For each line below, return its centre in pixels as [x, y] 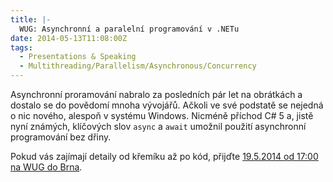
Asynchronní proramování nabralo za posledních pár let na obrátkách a [156, 94]
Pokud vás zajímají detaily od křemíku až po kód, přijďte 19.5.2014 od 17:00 [164, 156]
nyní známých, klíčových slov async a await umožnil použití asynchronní [158, 126]
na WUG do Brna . [46, 167]
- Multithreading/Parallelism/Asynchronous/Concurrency [138, 66]
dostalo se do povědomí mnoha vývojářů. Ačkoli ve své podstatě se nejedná [167, 105]
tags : [21, 47]
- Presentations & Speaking [78, 57]
